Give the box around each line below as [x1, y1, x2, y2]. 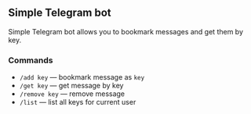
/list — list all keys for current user [19, 98, 136, 107]
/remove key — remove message [19, 89, 125, 98]
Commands [8, 55, 53, 66]
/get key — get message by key [19, 81, 124, 91]
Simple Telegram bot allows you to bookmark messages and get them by [8, 27, 244, 36]
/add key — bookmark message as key [19, 73, 145, 82]
